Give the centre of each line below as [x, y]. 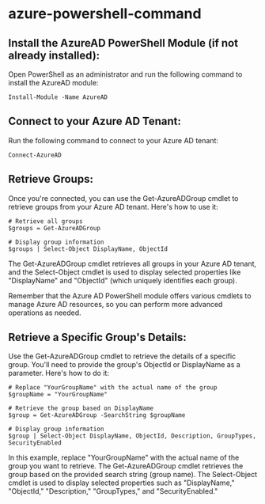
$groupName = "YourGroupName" [58, 395]
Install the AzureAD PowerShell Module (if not [123, 43]
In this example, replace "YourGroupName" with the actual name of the [124, 458]
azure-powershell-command [105, 14]
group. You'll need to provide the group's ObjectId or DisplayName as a [125, 365]
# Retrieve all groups [45, 221]
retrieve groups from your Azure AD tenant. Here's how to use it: [114, 207]
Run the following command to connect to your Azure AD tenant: [114, 140]
